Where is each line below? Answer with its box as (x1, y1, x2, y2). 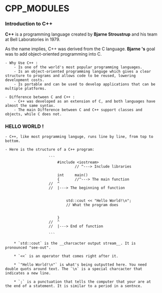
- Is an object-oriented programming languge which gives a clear (14, 69, 151, 74)
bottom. (5, 138, 21, 143)
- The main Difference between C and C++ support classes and (14, 108, 143, 113)
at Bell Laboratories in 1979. (5, 37, 61, 42)
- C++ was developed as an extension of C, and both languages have (14, 99, 156, 104)
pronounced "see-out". (5, 245, 51, 250)
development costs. (5, 78, 45, 83)
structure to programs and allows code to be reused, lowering (5, 74, 136, 78)
